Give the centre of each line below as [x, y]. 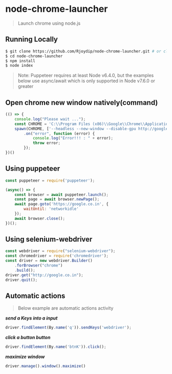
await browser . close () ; [40, 218]
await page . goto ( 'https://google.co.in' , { [62, 204]
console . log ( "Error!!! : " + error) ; [73, 138]
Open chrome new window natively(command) [82, 103]
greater [26, 86]
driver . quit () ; [21, 280]
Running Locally [31, 39]
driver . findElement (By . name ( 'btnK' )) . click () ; [56, 347]
